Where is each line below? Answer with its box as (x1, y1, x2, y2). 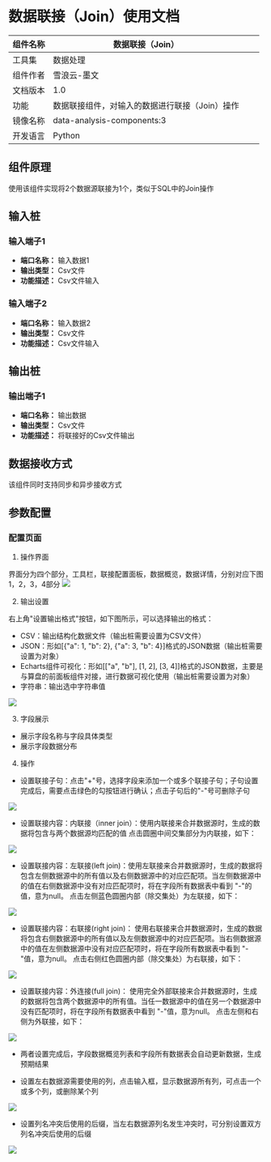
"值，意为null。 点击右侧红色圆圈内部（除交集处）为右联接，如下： (19, 953, 243, 964)
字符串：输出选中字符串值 (19, 681, 106, 691)
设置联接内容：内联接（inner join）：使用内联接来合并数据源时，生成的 (19, 818, 253, 828)
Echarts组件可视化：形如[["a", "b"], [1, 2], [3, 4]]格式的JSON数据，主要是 (19, 661, 264, 670)
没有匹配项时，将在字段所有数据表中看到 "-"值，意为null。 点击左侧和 (19, 1006, 252, 1016)
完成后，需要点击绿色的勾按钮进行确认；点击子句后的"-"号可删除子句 (19, 785, 251, 795)
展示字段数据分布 (19, 741, 78, 751)
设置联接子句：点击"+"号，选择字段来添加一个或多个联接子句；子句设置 (19, 775, 259, 785)
